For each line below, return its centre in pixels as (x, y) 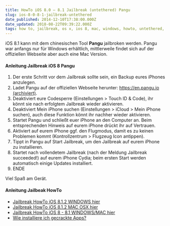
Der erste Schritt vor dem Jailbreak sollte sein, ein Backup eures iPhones (89, 77)
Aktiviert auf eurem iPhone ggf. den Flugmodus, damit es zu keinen (83, 131)
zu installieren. (28, 147)
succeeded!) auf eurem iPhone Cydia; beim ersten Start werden (79, 158)
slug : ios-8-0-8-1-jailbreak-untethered (49, 15)
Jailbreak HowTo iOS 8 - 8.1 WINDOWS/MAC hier (64, 212)
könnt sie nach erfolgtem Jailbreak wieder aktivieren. (68, 104)
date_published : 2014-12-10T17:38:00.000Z (51, 19)
